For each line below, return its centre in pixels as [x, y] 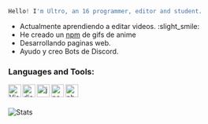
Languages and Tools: [51, 71]
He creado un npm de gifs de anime [78, 35]
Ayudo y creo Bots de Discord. [69, 51]
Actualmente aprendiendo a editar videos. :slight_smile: [110, 26]
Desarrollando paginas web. [65, 42]
